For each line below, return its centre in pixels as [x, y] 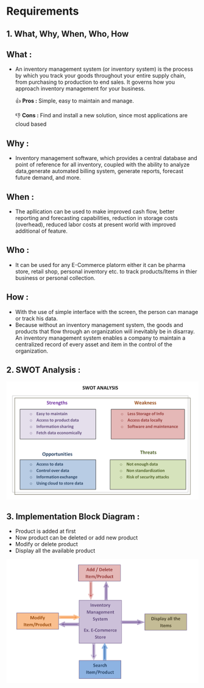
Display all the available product [55, 551]
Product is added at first [45, 531]
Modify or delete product [46, 544]
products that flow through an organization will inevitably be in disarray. [105, 331]
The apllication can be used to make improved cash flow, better [95, 211]
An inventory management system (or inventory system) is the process [104, 69]
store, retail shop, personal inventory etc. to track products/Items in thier [106, 271]
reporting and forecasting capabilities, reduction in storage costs [97, 218]
